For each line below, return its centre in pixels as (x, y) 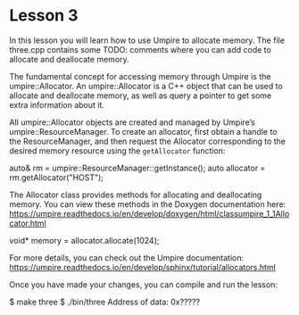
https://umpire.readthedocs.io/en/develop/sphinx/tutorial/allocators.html (143, 267)
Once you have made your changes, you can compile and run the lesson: (144, 284)
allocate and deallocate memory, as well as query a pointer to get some (141, 95)
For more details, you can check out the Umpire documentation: (127, 257)
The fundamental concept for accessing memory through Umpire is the (140, 76)
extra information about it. (57, 104)
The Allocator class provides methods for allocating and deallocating (136, 195)
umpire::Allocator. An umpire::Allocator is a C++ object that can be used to (146, 86)
